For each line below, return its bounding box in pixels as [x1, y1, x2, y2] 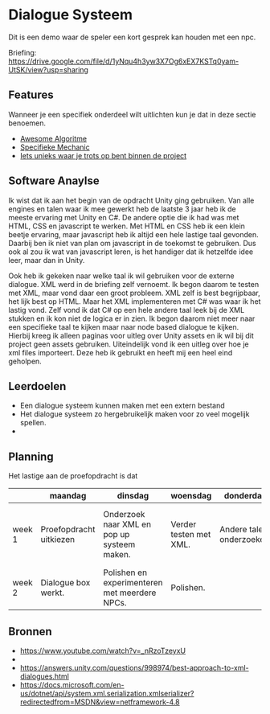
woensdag [170, 490, 212, 502]
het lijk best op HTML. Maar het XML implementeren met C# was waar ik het [8, 296, 261, 306]
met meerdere [103, 587, 157, 598]
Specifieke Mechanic [19, 142, 90, 152]
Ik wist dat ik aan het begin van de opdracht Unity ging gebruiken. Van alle [8, 195, 255, 205]
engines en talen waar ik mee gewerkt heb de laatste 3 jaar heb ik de [8, 203, 237, 214]
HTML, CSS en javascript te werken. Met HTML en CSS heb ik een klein [8, 221, 245, 231]
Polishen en [103, 567, 147, 578]
